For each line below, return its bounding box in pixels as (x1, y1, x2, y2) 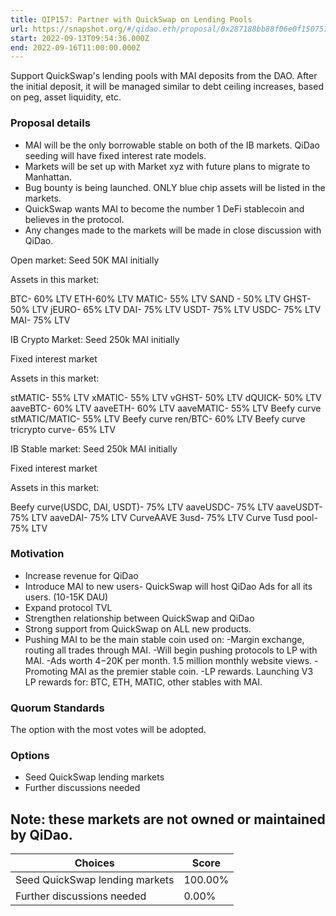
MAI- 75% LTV (10, 314, 71, 326)
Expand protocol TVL (24, 601, 113, 613)
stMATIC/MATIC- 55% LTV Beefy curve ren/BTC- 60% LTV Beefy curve (10, 412, 306, 425)
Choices (74, 856, 115, 870)
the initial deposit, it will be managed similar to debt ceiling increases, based (10, 81, 324, 93)
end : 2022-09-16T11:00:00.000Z (10, 42, 141, 53)
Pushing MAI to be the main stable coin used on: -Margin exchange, (24, 633, 305, 645)
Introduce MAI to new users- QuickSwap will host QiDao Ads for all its (24, 580, 313, 592)
